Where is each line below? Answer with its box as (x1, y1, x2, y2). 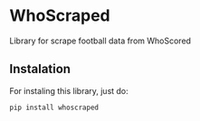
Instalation (9, 61, 71, 77)
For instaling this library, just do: (9, 85, 129, 96)
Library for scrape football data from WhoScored (9, 35, 192, 46)
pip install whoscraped (9, 103, 100, 112)
